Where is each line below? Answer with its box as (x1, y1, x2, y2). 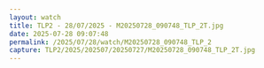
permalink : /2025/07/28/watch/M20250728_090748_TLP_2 (9, 37, 213, 47)
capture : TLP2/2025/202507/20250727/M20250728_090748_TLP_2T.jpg (9, 46, 255, 55)
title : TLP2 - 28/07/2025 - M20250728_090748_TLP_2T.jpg (9, 21, 224, 30)
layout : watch (9, 12, 62, 22)
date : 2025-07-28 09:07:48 (9, 29, 109, 38)
